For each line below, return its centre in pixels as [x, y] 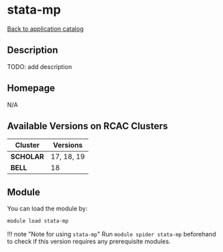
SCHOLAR [27, 157]
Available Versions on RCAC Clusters [88, 126]
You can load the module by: [47, 209]
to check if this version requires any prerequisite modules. [89, 242]
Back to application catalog [45, 29]
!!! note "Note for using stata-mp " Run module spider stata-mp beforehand [112, 234]
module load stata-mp [38, 221]
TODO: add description [40, 66]
